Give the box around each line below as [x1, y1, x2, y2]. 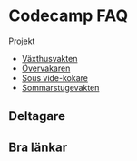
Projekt [8, 35, 35, 46]
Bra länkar [8, 139, 68, 155]
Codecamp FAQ [8, 5, 129, 26]
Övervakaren [21, 63, 71, 74]
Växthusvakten [21, 53, 78, 64]
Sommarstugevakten [21, 82, 100, 93]
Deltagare [8, 108, 65, 124]
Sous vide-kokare [21, 72, 88, 83]
